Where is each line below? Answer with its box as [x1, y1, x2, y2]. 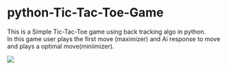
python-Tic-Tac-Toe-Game [7, 5, 164, 21]
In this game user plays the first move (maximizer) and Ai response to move [7, 34, 221, 43]
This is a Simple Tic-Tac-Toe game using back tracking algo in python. [7, 27, 206, 36]
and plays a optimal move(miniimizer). [7, 42, 115, 50]
